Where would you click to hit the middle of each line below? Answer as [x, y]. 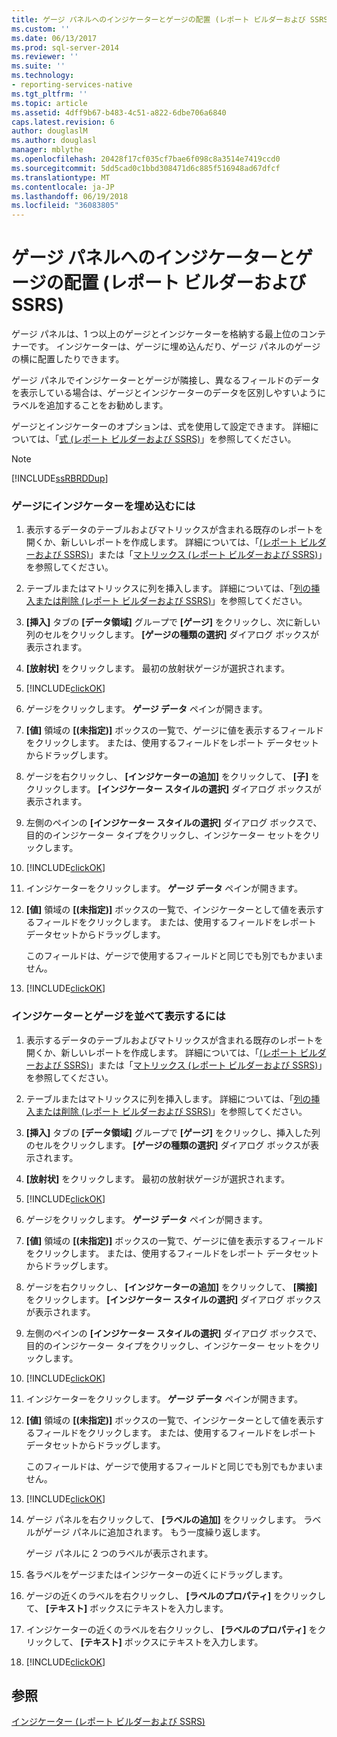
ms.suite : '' [38, 66]
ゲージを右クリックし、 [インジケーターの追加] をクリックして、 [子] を [173, 777]
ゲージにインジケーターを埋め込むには [103, 506]
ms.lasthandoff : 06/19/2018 [70, 196]
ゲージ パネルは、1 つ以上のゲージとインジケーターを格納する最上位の [156, 334]
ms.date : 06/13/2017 [54, 38]
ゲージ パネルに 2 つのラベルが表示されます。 [119, 1553]
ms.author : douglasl [54, 141]
